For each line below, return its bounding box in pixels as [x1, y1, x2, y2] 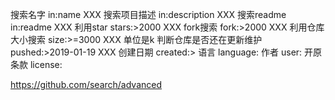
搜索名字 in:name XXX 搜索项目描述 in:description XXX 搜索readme [10, 9, 287, 20]
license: [29, 59, 63, 70]
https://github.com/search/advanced [10, 79, 163, 90]
